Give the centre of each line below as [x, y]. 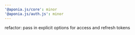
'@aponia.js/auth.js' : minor [34, 14]
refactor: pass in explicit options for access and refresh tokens [67, 27]
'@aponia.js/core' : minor [31, 9]
